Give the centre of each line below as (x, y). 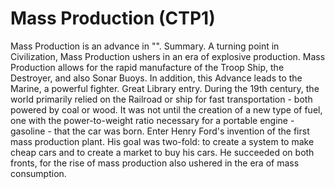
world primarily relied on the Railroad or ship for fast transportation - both (161, 99)
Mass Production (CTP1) (113, 18)
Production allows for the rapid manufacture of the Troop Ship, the (147, 67)
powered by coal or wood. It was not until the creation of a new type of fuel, (166, 109)
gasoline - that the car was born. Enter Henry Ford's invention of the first (160, 131)
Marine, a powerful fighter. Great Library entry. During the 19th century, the (165, 88)
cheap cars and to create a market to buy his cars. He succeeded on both (162, 152)
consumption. (38, 173)
